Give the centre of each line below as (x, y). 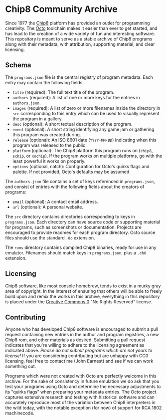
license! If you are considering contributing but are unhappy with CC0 (77, 356)
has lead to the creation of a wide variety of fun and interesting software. (80, 33)
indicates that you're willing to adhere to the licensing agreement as (75, 345)
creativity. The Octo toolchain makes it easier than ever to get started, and (82, 28)
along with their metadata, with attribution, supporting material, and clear (80, 44)
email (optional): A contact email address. (55, 202)
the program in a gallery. (38, 119)
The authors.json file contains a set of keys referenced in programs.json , (80, 181)
